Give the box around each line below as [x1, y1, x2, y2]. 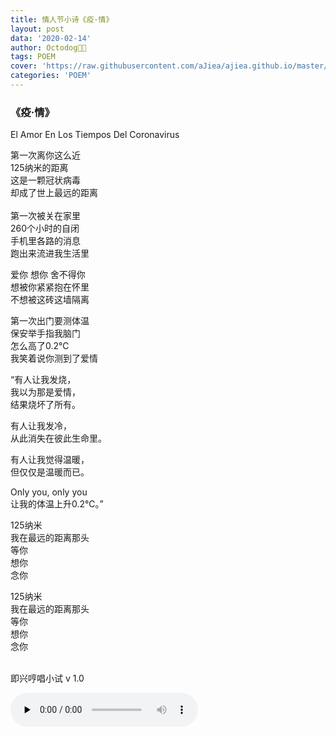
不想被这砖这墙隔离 [10, 294, 90, 306]
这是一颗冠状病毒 [10, 174, 81, 186]
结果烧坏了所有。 [10, 399, 81, 411]
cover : [10, 61, 38, 71]
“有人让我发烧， [10, 374, 77, 386]
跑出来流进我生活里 [10, 247, 90, 260]
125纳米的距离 [10, 162, 69, 174]
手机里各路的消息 [10, 235, 81, 247]
